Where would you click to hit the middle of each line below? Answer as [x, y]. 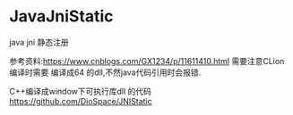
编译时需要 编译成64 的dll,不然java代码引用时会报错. [105, 72]
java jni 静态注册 [39, 42]
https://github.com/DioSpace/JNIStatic [81, 101]
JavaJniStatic [61, 16]
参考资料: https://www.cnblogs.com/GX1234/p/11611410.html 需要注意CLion [147, 61]
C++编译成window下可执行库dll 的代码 [81, 91]
